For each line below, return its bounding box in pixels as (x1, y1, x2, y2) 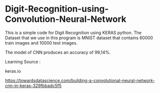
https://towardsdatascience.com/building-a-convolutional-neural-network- (5, 77, 155, 83)
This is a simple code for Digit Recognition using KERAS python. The (5, 30, 142, 35)
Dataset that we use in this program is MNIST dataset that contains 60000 (5, 35, 153, 41)
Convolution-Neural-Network (5, 14, 127, 25)
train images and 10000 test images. (5, 40, 78, 46)
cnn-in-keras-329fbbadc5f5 (5, 82, 62, 88)
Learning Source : (5, 59, 41, 64)
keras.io (5, 68, 21, 74)
